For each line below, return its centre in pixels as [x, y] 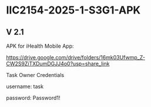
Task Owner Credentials [35, 75]
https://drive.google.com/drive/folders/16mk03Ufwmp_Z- [76, 57]
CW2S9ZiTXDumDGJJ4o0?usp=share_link [58, 63]
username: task [25, 86]
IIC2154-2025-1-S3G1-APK [73, 10]
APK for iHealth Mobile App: [40, 46]
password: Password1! [33, 98]
